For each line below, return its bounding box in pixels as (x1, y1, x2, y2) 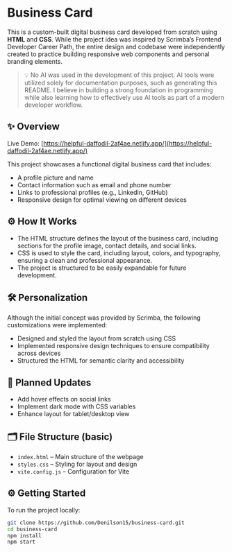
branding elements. (7, 57, 63, 65)
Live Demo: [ (7, 139, 44, 147)
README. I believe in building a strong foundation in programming (24, 85, 213, 94)
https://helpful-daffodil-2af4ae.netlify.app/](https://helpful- (43, 139, 213, 147)
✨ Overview (7, 121, 60, 132)
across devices (17, 349, 61, 358)
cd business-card (7, 526, 58, 533)
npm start (7, 539, 36, 546)
